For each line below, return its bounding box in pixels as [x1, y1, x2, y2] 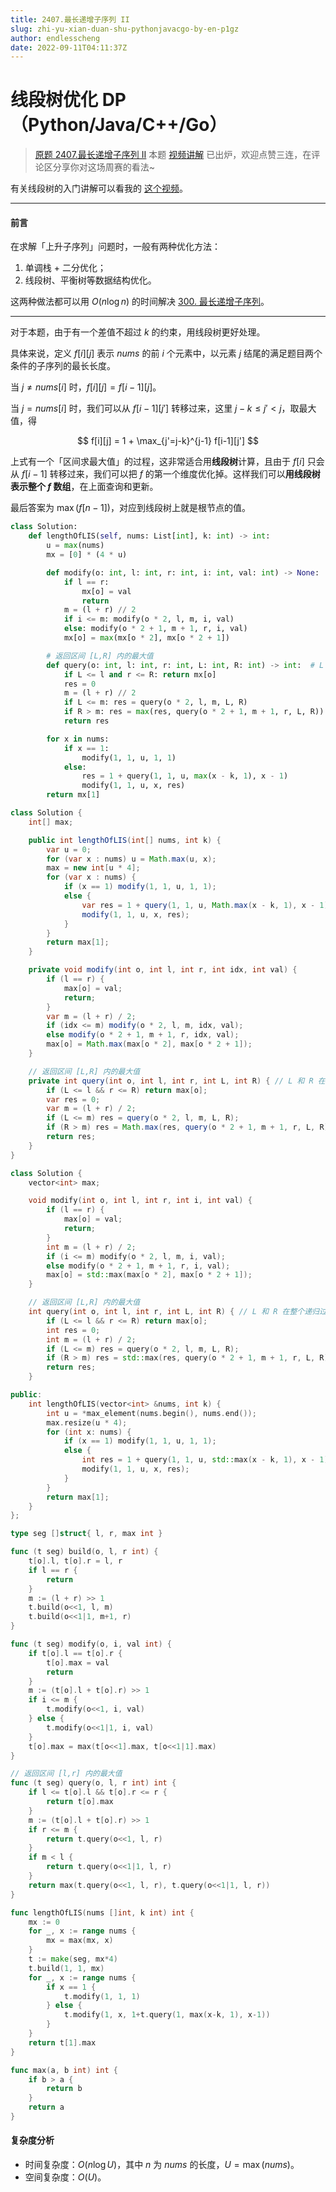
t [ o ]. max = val [46, 1657, 110, 1668]
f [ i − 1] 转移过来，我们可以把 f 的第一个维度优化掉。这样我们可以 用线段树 [21, 468, 321, 480]
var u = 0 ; [46, 844, 92, 855]
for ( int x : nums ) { [46, 1427, 132, 1437]
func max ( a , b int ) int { [10, 2065, 118, 2075]
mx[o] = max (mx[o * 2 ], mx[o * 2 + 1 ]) [63, 633, 230, 643]
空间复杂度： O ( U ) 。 [24, 2171, 107, 2183]
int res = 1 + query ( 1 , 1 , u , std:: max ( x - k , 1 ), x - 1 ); [81, 1455, 333, 1465]
